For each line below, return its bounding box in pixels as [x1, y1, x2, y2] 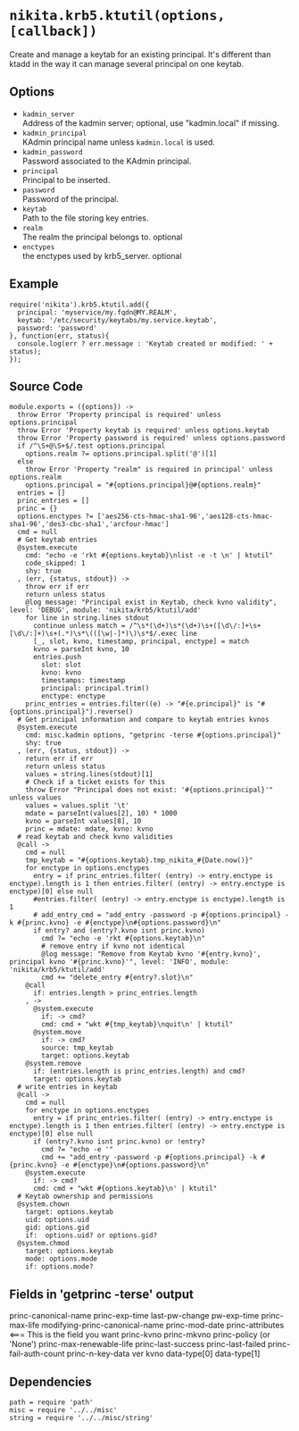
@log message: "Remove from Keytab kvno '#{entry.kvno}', [41, 950, 262, 958]
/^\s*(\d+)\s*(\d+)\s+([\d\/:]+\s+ [129, 622, 262, 631]
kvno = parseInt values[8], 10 [25, 816, 142, 826]
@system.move [32, 1028, 82, 1037]
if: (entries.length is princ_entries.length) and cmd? [32, 1067, 245, 1076]
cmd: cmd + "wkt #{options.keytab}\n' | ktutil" [32, 1184, 218, 1193]
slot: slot [41, 660, 82, 670]
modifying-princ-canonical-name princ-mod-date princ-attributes [41, 1320, 285, 1331]
